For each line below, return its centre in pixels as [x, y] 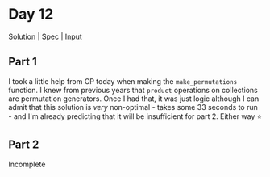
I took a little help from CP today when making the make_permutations [123, 81]
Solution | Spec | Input [45, 36]
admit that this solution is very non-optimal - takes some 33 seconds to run [133, 107]
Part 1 [23, 62]
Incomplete [27, 164]
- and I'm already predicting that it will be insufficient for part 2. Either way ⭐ [135, 116]
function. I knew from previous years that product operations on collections [133, 90]
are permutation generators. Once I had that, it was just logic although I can [134, 99]
